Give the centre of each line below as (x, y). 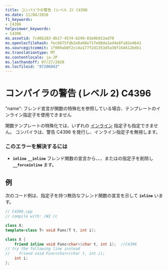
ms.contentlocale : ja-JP (31, 57)
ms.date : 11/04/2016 (27, 15)
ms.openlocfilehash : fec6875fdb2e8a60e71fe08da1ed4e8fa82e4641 (73, 43)
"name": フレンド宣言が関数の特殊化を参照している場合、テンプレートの (81, 109)
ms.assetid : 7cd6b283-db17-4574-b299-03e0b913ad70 (60, 39)
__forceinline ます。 (34, 165)
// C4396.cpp (19, 212)
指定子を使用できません (47, 115)
